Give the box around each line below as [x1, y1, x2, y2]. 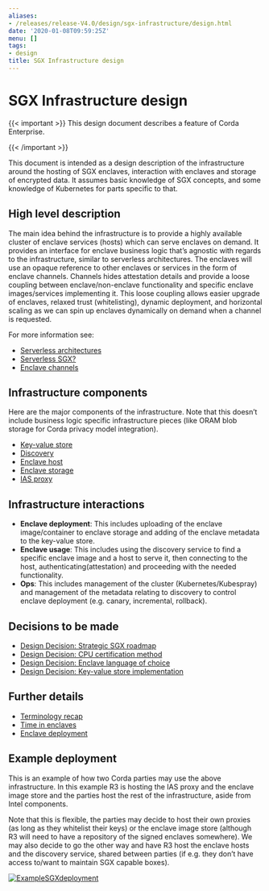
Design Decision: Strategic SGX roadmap [19, 641, 157, 651]
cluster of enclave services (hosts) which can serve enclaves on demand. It [8, 237, 259, 247]
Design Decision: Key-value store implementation [19, 667, 184, 677]
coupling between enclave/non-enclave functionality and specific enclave [8, 280, 254, 289]
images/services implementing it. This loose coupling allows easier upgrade [8, 288, 260, 298]
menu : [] [8, 34, 38, 43]
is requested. [8, 314, 52, 323]
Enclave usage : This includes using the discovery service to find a [19, 545, 242, 555]
